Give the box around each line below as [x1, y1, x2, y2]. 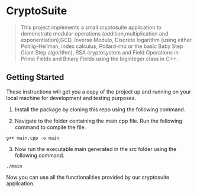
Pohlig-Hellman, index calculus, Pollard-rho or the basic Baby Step [20, 43, 183, 50]
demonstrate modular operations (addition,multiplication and [20, 30, 169, 37]
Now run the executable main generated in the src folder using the [14, 145, 177, 152]
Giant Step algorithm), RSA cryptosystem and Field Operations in [20, 49, 179, 56]
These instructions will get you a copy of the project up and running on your [6, 88, 191, 95]
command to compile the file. [14, 123, 86, 131]
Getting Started [6, 72, 64, 82]
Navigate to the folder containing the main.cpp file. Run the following [14, 117, 182, 124]
